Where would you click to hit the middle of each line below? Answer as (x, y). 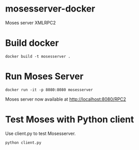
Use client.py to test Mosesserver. (41, 133)
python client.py (23, 142)
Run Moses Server (44, 77)
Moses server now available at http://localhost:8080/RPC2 (66, 99)
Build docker (32, 43)
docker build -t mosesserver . (38, 56)
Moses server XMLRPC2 (31, 23)
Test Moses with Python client (69, 119)
